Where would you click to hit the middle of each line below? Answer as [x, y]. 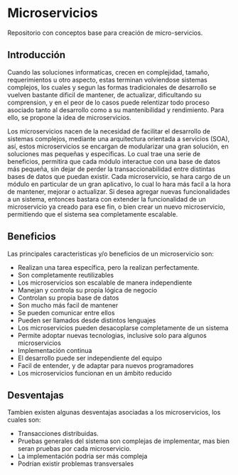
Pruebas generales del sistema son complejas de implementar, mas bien [123, 441]
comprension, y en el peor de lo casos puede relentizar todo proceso [108, 102]
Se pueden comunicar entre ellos [66, 312]
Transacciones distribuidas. [58, 434]
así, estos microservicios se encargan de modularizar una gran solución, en [118, 146]
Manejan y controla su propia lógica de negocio [87, 290]
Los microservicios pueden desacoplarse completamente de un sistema [123, 327]
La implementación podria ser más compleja [82, 457]
